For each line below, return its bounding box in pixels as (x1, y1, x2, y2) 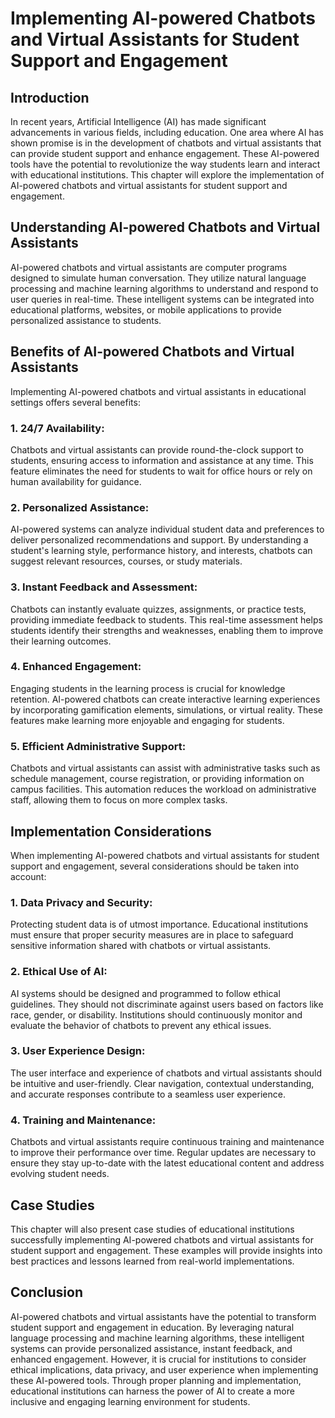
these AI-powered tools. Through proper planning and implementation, (10, 1374, 302, 1386)
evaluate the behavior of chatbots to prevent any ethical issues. (10, 1019, 272, 1031)
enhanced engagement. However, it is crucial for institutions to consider (10, 1353, 307, 1365)
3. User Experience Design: (10, 1044, 146, 1058)
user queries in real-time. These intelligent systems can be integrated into (10, 293, 315, 305)
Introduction (10, 89, 90, 106)
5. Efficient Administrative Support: (10, 739, 187, 753)
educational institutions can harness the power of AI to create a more (10, 1385, 295, 1397)
